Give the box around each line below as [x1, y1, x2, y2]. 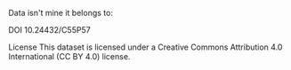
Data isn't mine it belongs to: [8, 8, 113, 18]
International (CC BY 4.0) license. [8, 51, 131, 61]
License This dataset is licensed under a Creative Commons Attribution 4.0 [8, 42, 283, 52]
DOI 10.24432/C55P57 [8, 25, 91, 35]
